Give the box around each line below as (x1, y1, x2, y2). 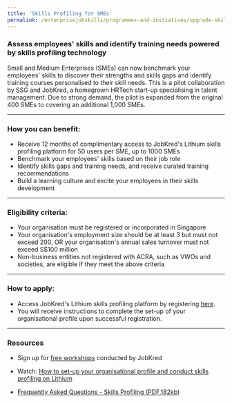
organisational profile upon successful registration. (17, 314, 162, 322)
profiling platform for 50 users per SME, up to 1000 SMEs (17, 147, 180, 156)
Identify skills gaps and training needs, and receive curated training (17, 162, 209, 170)
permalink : (7, 17, 39, 24)
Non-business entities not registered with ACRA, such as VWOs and (17, 253, 211, 261)
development (17, 184, 55, 192)
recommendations (17, 169, 69, 178)
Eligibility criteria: (7, 208, 68, 218)
